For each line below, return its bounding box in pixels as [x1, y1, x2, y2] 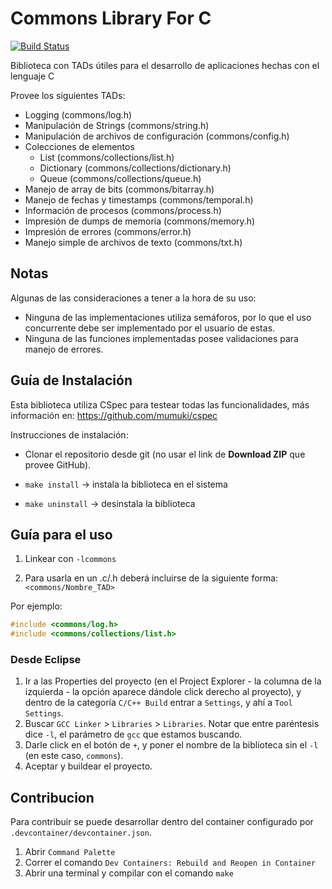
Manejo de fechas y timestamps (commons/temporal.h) [24, 193, 254, 206]
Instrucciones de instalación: [10, 428, 129, 441]
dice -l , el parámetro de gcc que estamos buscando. [24, 728, 243, 741]
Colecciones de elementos [24, 140, 135, 152]
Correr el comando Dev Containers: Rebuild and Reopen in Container [24, 857, 316, 869]
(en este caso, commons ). [24, 750, 124, 762]
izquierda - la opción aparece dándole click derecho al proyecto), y [24, 686, 302, 698]
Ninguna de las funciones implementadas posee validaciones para [24, 332, 299, 344]
